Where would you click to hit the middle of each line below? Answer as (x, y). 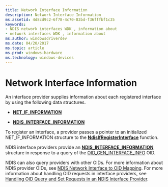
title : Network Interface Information (46, 10)
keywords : (16, 24)
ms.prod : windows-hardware (34, 53)
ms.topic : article (25, 48)
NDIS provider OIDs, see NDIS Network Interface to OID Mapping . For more (84, 168)
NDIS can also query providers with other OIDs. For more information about (84, 163)
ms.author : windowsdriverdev (36, 39)
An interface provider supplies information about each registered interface (83, 97)
